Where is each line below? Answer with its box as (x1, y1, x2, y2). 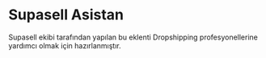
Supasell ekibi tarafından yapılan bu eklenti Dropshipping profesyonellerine (8, 32, 259, 42)
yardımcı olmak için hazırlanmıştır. (8, 40, 121, 50)
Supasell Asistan (8, 6, 124, 24)
